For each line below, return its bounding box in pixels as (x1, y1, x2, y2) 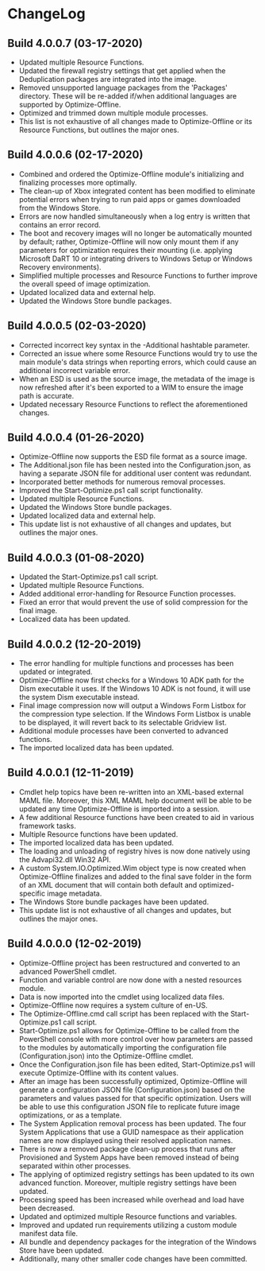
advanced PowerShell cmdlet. (18, 966, 117, 976)
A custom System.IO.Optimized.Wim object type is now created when (18, 863, 247, 873)
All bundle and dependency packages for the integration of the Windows (18, 1237, 257, 1246)
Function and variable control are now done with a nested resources (18, 975, 243, 985)
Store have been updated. (18, 1246, 104, 1255)
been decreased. (18, 1203, 75, 1213)
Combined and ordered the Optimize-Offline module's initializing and (18, 169, 244, 179)
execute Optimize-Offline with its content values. (18, 1067, 179, 1078)
